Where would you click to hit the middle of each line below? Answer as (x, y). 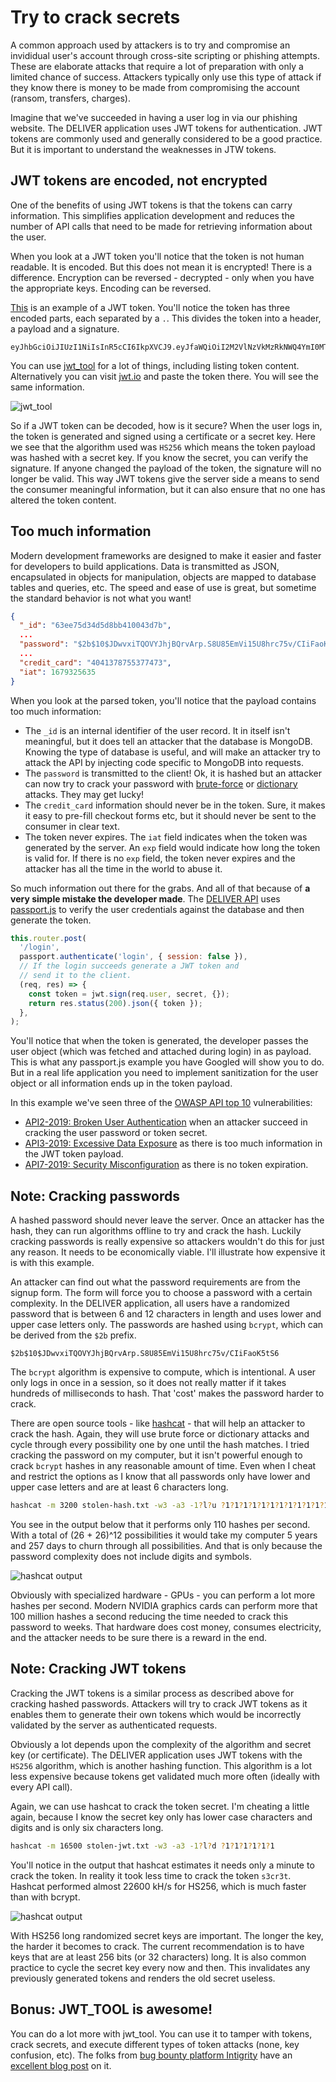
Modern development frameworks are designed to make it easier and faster (166, 555)
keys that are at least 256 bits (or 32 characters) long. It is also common (158, 1957)
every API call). (41, 1787)
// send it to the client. (75, 976)
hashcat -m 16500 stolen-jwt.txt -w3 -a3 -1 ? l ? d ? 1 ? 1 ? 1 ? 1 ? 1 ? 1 (142, 1846)
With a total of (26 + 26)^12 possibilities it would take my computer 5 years (164, 1535)
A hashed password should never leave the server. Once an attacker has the (167, 1220)
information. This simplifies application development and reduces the (152, 215)
